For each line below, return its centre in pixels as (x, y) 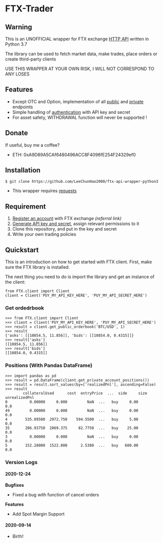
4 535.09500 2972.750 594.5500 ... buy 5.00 (72, 419)
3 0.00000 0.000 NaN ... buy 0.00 (72, 437)
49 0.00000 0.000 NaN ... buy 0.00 (72, 410)
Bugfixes (15, 485)
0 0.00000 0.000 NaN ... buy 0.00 (72, 402)
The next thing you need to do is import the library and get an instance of (80, 277)
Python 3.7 (16, 44)
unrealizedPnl (20, 397)
